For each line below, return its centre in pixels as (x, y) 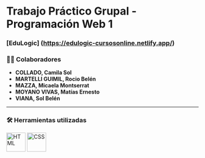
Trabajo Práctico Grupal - (72, 11)
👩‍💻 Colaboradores (34, 60)
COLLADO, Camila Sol (43, 73)
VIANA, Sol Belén (38, 98)
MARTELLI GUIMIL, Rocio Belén (56, 79)
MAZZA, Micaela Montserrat (52, 86)
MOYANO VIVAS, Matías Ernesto (57, 92)
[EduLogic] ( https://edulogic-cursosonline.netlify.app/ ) (91, 43)
